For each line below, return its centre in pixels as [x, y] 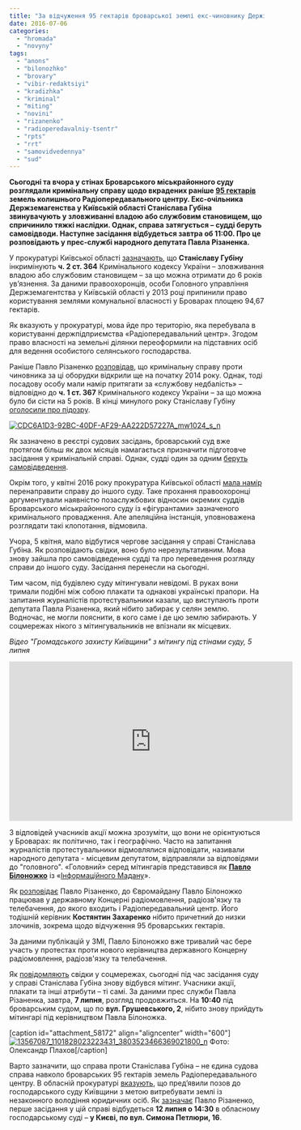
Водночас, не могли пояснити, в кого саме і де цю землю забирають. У [133, 617]
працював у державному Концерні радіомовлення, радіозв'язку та [125, 900]
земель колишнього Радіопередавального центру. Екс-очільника [126, 199]
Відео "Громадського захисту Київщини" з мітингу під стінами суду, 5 [131, 642]
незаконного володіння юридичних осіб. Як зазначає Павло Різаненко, [132, 1100]
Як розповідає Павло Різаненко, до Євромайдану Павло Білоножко [126, 891]
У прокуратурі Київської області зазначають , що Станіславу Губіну [126, 258]
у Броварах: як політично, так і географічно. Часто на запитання [121, 841]
